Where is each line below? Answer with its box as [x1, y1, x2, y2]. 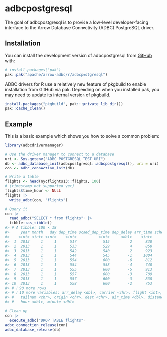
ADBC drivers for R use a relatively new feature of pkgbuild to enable [5, 81, 147, 87]
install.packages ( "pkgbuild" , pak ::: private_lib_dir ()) [5, 101, 123, 106]
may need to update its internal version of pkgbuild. [5, 92, 111, 98]
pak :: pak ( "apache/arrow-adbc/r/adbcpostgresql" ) [5, 72, 108, 77]
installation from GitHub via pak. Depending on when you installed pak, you [5, 86, 159, 92]
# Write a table [5, 174, 39, 179]
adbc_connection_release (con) [5, 322, 68, 327]
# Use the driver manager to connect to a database [5, 152, 114, 157]
